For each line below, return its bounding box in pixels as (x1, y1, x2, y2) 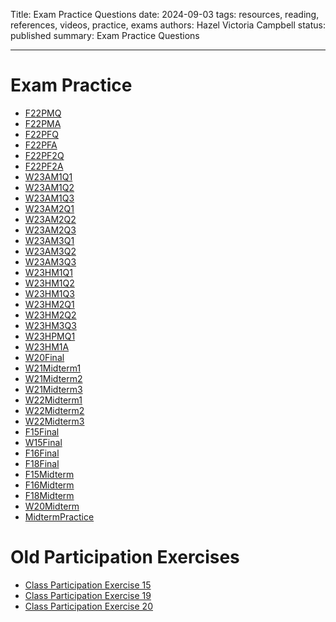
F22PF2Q (24, 149, 65, 161)
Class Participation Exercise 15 (24, 579, 152, 591)
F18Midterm (24, 489, 75, 501)
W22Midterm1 (24, 394, 83, 406)
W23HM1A (24, 340, 70, 353)
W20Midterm (24, 500, 80, 512)
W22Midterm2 (24, 404, 85, 416)
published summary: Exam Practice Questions (10, 30, 200, 41)
